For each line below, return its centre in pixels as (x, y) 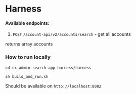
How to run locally (28, 57)
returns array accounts (29, 44)
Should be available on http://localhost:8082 (53, 86)
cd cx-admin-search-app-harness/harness (49, 68)
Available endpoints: (27, 23)
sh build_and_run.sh (27, 76)
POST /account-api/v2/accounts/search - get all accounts (72, 34)
